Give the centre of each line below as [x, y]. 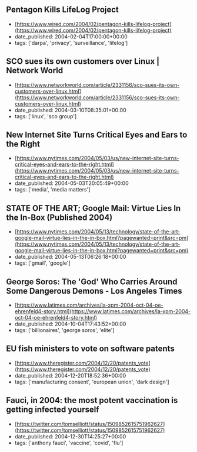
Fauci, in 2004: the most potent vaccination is [92, 400]
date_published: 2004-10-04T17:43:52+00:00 [70, 324]
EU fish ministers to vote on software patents [90, 349]
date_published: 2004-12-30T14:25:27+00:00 [70, 436]
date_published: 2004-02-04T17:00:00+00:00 [71, 36]
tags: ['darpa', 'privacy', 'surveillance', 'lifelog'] [71, 43]
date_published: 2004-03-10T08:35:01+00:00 [70, 110]
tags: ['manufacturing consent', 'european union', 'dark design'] [92, 382]
